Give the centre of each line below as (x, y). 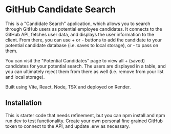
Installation (24, 103)
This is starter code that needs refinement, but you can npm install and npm (85, 115)
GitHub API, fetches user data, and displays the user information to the (80, 34)
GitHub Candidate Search (61, 9)
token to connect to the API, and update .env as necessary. (68, 126)
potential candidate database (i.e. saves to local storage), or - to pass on (82, 45)
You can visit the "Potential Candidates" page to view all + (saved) (75, 60)
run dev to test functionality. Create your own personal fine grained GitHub (84, 121)
